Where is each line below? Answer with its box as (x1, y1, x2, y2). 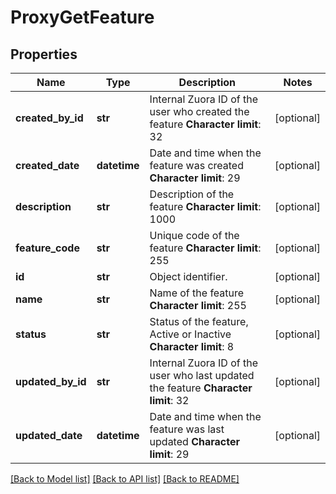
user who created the (149, 105, 250, 118)
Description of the (149, 187, 235, 201)
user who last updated (149, 369, 255, 382)
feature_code (15, 241, 80, 255)
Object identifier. (149, 270, 228, 283)
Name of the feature (149, 286, 245, 300)
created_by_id (15, 111, 84, 125)
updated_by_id (15, 375, 87, 388)
